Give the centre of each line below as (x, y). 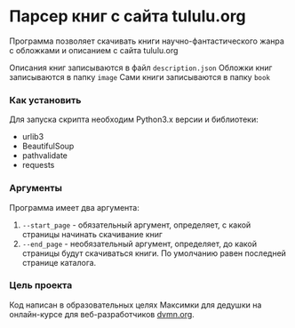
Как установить (45, 100)
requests (38, 165)
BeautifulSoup (48, 146)
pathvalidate (45, 156)
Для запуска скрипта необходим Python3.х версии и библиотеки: (134, 120)
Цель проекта (41, 285)
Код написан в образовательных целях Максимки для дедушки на (136, 305)
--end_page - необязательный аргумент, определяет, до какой (140, 244)
